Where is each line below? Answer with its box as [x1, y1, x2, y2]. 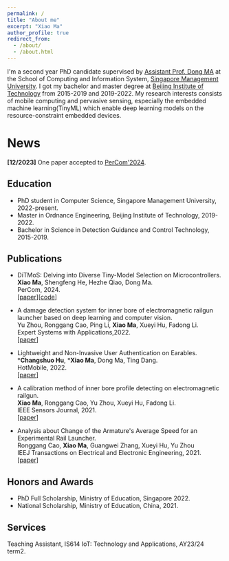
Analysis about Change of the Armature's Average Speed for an [17, 427, 198, 435]
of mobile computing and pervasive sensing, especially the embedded [7, 96, 206, 105]
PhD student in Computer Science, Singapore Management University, [17, 196, 217, 204]
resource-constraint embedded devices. [7, 111, 122, 119]
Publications [7, 253, 63, 265]
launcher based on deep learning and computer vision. [17, 314, 173, 322]
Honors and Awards [7, 476, 94, 487]
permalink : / [7, 10, 45, 17]
